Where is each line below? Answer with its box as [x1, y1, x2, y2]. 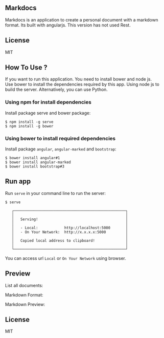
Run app [5, 177, 31, 186]
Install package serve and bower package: [5, 110, 91, 116]
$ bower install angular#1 [5, 156, 60, 161]
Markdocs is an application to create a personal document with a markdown [5, 17, 158, 22]
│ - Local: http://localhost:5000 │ [11, 225, 128, 230]
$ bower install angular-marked [5, 160, 71, 165]
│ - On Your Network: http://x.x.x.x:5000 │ [11, 230, 128, 234]
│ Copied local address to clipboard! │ [11, 238, 128, 243]
